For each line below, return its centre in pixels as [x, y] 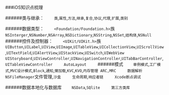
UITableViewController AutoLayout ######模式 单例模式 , [77, 64]
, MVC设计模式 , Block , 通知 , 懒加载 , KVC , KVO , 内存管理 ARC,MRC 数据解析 [75, 70]
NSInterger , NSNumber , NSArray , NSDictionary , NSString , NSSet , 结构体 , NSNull [78, 35]
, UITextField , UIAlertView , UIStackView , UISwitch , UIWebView [65, 52]
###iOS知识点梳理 [24, 7]
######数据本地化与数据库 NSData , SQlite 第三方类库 [68, 87]
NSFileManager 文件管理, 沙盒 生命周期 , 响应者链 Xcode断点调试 [73, 77]
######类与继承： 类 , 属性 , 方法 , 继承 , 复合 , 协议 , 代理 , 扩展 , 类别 [67, 18]
